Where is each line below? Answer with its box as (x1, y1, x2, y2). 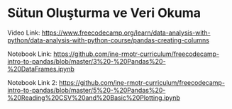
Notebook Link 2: (7, 78, 58, 86)
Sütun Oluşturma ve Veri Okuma (7, 5, 201, 21)
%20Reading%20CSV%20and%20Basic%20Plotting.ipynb (7, 93, 181, 102)
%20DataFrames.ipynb (7, 64, 74, 73)
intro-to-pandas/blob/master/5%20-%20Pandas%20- (7, 86, 166, 94)
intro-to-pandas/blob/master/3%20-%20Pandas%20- (7, 57, 166, 65)
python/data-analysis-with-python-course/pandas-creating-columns (7, 35, 209, 44)
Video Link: (7, 28, 40, 37)
